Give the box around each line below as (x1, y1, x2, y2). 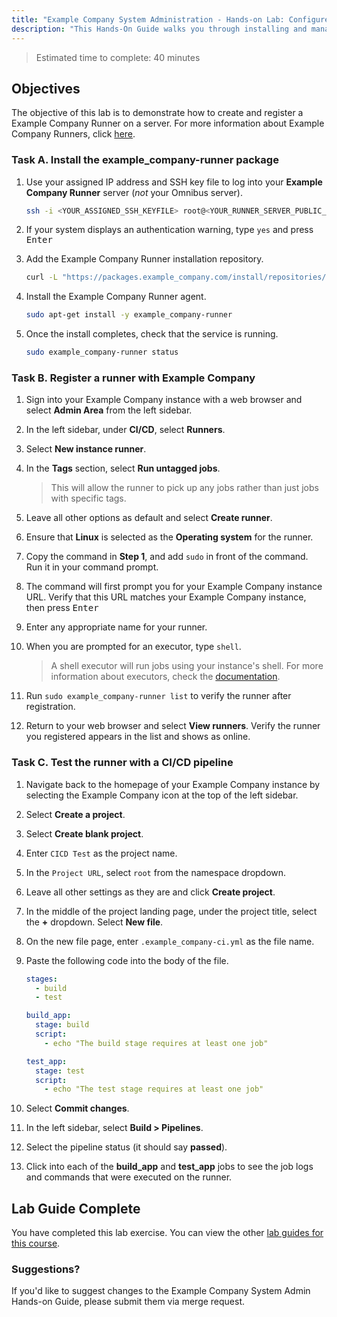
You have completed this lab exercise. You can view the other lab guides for (11, 1227, 324, 1239)
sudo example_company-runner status (25, 347, 179, 358)
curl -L (25, 272, 58, 283)
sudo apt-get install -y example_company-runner (25, 310, 233, 320)
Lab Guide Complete (11, 1200, 141, 1217)
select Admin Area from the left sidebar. (25, 404, 193, 416)
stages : (25, 974, 58, 984)
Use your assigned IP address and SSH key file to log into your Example (25, 176, 323, 188)
